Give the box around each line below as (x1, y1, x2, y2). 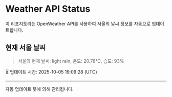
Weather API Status (5, 3, 91, 15)
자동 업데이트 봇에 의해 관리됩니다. (5, 86, 74, 92)
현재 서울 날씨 (5, 43, 46, 52)
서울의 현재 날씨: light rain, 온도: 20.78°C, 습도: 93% (17, 58, 124, 64)
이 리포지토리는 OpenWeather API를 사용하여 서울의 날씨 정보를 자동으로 (5, 20, 151, 27)
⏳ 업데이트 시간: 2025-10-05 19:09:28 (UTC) (5, 68, 97, 75)
